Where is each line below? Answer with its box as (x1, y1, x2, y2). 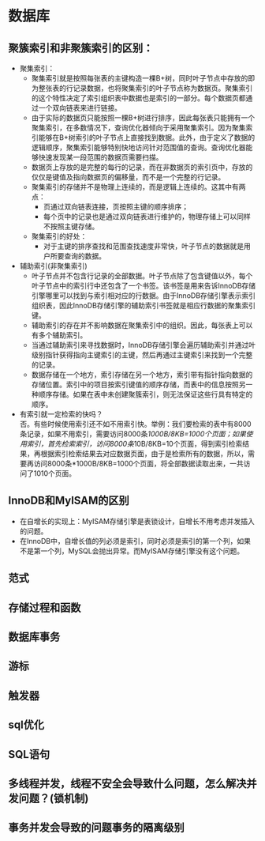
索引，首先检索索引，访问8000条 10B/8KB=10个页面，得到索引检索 (26, 439, 243, 448)
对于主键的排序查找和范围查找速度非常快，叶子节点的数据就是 (43, 242, 244, 251)
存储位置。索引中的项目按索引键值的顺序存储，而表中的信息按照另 (31, 380, 246, 389)
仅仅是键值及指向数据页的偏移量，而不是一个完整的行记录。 (31, 172, 226, 182)
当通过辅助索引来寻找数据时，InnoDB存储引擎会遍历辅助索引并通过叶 (31, 341, 256, 349)
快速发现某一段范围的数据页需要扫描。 (38, 153, 163, 162)
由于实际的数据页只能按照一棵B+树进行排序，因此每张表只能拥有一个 (31, 113, 256, 123)
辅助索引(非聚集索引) (19, 262, 88, 270)
